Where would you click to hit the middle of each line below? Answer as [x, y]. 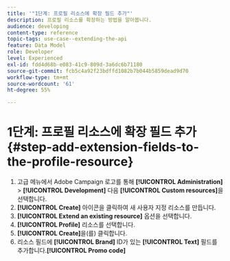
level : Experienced [35, 58]
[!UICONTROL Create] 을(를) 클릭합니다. [72, 234]
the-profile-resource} [70, 162]
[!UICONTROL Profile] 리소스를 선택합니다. [76, 225]
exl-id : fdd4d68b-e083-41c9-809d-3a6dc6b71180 [75, 65]
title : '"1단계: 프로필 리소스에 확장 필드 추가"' [70, 13]
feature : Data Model [37, 45]
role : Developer [30, 52]
